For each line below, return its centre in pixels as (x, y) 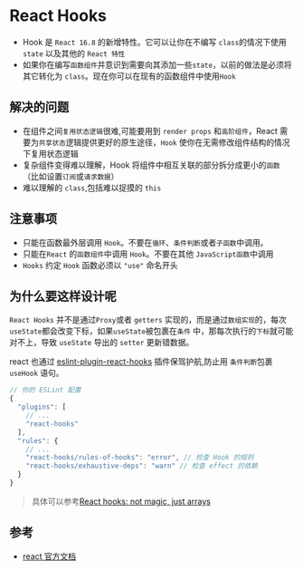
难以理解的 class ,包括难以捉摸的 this (92, 188)
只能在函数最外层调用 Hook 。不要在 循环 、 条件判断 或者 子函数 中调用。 (145, 242)
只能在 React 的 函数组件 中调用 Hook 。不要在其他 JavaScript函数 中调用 (148, 254)
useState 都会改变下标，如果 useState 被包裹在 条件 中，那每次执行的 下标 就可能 (151, 331)
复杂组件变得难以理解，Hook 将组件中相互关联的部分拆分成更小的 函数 (151, 165)
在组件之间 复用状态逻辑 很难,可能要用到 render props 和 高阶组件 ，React (150, 130)
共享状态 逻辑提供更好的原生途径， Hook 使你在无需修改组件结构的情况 (164, 142)
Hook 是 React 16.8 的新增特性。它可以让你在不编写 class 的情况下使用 (154, 42)
